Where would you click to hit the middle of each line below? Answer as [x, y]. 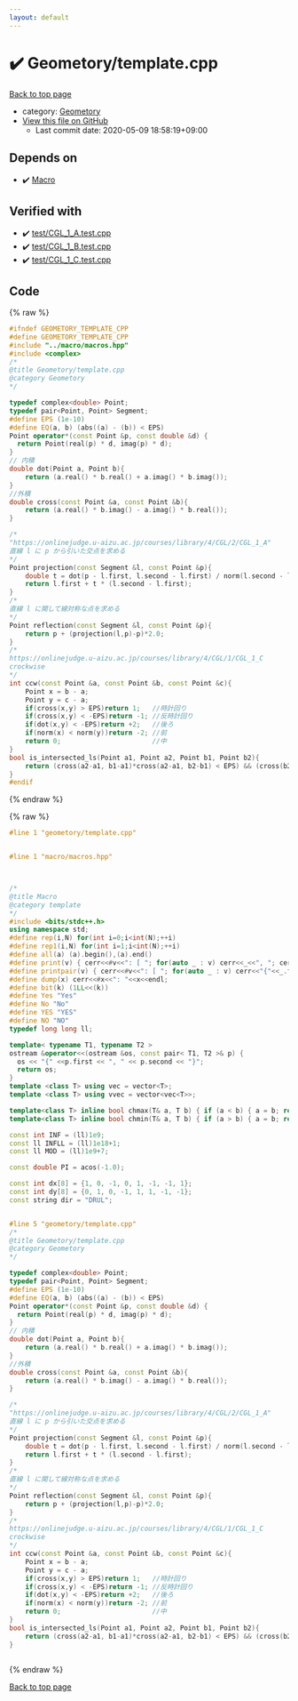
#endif [21, 782]
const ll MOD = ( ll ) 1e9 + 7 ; [59, 1151]
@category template [45, 905]
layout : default [39, 17]
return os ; [37, 1070]
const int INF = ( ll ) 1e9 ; [57, 1135]
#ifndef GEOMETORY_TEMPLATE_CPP [69, 329]
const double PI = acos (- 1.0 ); [67, 1167]
